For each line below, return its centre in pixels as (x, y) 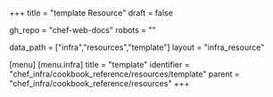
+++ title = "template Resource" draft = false (91, 13)
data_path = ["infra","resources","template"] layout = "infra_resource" (137, 47)
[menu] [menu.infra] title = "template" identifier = (99, 65)
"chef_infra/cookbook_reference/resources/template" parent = (125, 74)
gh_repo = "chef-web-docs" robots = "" (83, 30)
